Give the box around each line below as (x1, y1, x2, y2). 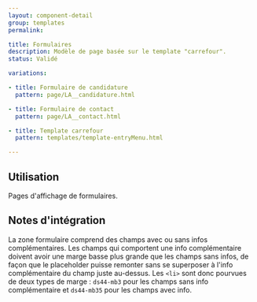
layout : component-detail (8, 11, 93, 20)
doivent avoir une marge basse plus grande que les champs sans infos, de (8, 252, 249, 261)
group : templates (8, 19, 65, 27)
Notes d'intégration (8, 214, 106, 227)
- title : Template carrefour (8, 127, 104, 135)
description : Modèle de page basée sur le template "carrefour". (8, 48, 226, 56)
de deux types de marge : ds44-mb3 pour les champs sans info (8, 277, 209, 286)
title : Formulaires (8, 40, 72, 48)
